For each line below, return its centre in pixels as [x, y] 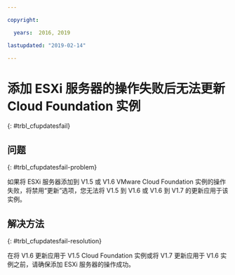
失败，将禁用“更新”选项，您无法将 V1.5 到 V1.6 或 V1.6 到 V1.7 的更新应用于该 [118, 191]
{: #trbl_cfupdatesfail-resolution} [54, 241]
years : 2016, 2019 [42, 32]
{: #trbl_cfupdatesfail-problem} [52, 167]
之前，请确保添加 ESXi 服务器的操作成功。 [74, 264]
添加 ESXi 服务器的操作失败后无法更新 [116, 88]
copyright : [23, 20]
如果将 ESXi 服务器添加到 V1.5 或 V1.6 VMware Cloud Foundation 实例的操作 [117, 182]
